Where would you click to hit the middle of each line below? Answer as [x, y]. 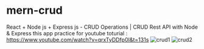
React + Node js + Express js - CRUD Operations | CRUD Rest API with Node [102, 27]
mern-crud [34, 10]
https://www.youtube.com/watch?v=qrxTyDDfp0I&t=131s [78, 39]
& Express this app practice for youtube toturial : [67, 33]
